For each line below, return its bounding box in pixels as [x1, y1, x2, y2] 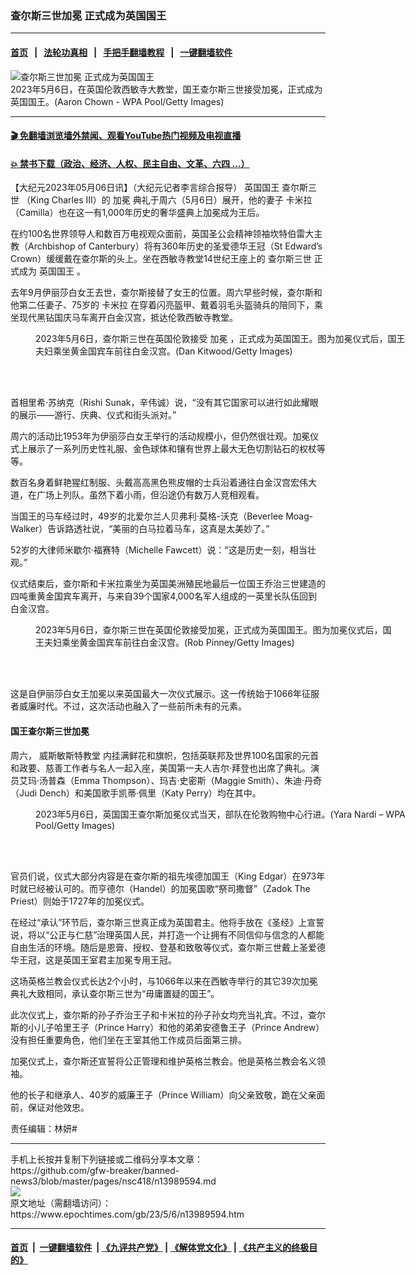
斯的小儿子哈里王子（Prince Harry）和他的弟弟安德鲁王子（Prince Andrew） [10, 1021, 325, 1033]
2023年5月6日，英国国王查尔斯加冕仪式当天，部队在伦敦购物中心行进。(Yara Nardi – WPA [35, 808, 406, 820]
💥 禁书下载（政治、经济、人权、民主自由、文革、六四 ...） [10, 157, 250, 169]
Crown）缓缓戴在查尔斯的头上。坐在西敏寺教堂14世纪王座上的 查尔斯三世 [10, 253, 312, 265]
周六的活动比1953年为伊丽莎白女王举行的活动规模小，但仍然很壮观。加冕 [10, 430, 311, 442]
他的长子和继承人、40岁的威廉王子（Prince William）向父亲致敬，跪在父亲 [10, 1088, 317, 1101]
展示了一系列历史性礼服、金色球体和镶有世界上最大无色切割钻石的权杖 [27, 443, 317, 455]
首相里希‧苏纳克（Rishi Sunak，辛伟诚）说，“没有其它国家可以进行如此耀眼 [10, 397, 319, 409]
